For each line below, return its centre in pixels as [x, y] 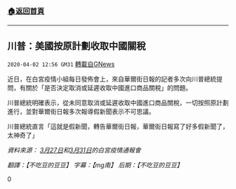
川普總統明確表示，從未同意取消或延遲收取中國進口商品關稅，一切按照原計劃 [118, 103]
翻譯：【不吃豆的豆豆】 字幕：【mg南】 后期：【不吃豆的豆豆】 [95, 165]
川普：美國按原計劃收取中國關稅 [77, 46]
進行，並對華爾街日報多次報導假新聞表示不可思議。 [81, 112]
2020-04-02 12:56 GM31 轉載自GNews [61, 64]
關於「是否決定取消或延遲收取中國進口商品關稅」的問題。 [109, 88]
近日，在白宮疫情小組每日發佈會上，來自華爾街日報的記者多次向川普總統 [112, 79]
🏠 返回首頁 [26, 11]
